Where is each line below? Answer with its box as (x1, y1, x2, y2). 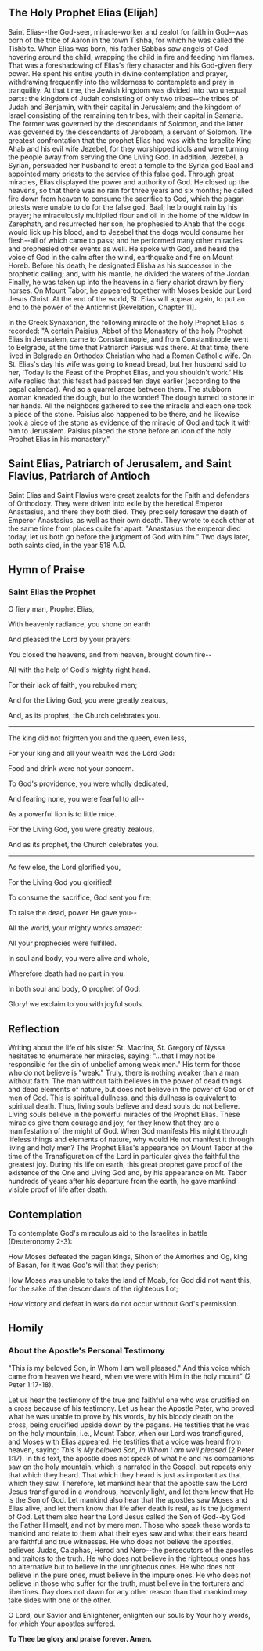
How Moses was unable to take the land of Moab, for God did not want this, (8, 1275, 252, 1284)
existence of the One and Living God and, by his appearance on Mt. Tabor (8, 1168, 247, 1178)
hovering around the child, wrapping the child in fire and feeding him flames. (8, 52, 255, 61)
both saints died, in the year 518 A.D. (8, 540, 127, 550)
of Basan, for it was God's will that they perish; (8, 1260, 159, 1269)
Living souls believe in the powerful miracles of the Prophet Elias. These (8, 1110, 240, 1120)
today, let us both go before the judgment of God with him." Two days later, (8, 531, 250, 541)
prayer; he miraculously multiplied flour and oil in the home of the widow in (8, 210, 249, 220)
